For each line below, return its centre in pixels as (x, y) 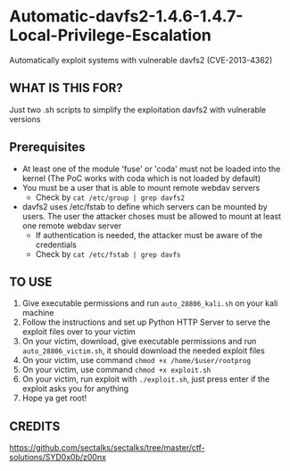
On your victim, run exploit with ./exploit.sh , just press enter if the (146, 379)
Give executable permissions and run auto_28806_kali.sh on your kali (150, 303)
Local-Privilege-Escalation (111, 35)
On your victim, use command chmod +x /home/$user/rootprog (137, 360)
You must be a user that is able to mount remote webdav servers (141, 187)
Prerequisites (47, 148)
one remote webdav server (72, 226)
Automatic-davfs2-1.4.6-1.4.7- (126, 17)
